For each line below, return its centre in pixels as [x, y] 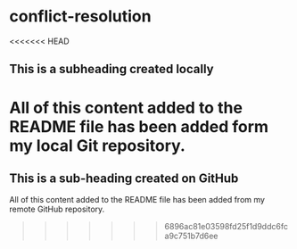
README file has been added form [139, 126]
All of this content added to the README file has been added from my [137, 200]
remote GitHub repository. [57, 209]
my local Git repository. [97, 145]
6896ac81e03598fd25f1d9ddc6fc [226, 227]
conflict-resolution [80, 17]
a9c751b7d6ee [191, 236]
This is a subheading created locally [111, 69]
